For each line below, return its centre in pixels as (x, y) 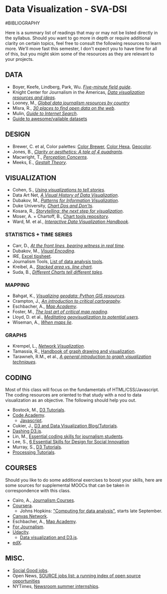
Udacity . (21, 532)
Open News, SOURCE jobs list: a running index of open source (77, 576)
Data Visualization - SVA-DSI (66, 9)
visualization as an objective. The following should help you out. (71, 400)
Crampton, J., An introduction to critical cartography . (67, 301)
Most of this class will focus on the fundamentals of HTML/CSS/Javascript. (82, 390)
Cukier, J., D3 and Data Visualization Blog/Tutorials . (65, 426)
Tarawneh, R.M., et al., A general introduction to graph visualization (82, 357)
